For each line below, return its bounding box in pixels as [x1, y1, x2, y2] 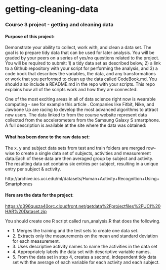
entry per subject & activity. [5, 166, 61, 172]
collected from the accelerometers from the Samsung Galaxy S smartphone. [5, 117, 161, 123]
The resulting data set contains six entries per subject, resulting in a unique [5, 161, 159, 166]
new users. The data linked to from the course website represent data [5, 112, 147, 118]
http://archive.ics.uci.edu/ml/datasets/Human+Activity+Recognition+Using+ [5, 175, 160, 181]
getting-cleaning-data [5, 3, 99, 15]
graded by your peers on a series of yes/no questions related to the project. [5, 55, 160, 61]
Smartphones [5, 181, 33, 187]
